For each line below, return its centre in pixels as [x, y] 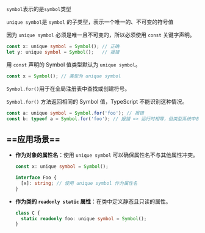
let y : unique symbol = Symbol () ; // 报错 [63, 52]
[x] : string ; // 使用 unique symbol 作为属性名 [79, 183]
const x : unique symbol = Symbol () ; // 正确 [63, 46]
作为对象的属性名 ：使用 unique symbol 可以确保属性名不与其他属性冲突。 [106, 155]
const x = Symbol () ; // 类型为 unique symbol [64, 76]
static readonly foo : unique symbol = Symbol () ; [84, 218]
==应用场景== [34, 139]
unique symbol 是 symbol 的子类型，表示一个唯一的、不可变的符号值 [90, 22]
